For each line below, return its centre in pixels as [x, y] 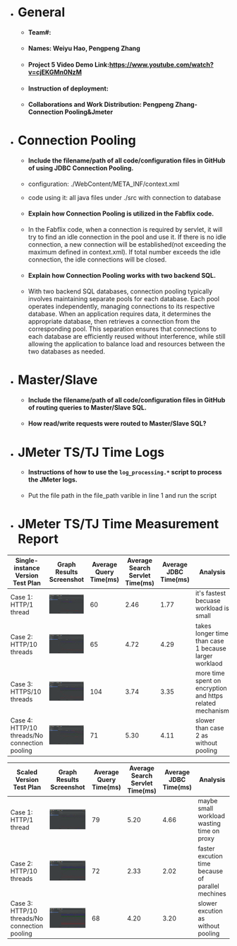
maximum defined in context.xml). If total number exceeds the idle [124, 252]
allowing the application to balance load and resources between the [127, 344]
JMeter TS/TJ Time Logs [91, 452]
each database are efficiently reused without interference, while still [127, 336]
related [206, 703]
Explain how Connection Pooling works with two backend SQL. [122, 276]
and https [209, 695]
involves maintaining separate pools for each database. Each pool [124, 298]
